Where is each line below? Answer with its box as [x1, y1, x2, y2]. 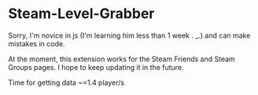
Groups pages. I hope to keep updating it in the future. [8, 62, 184, 71]
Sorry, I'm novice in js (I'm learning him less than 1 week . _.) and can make [8, 31, 251, 40]
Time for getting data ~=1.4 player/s [8, 78, 124, 87]
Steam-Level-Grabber [8, 5, 155, 23]
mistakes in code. [8, 38, 65, 48]
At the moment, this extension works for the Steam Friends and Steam [8, 54, 236, 64]
